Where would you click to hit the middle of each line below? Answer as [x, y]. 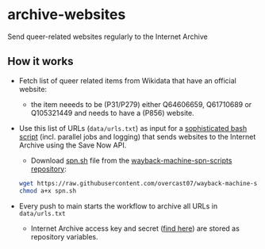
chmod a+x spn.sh [48, 191]
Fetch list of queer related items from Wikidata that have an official [128, 80]
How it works [40, 61]
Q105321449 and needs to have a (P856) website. [113, 113]
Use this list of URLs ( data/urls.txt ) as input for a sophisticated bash [133, 128]
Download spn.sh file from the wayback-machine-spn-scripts [131, 160]
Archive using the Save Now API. [73, 145]
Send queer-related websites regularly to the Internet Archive [108, 36]
